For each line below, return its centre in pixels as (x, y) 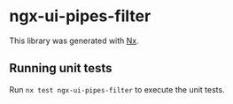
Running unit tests (61, 68)
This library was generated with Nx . (74, 41)
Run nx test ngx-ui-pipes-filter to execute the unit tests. (117, 89)
